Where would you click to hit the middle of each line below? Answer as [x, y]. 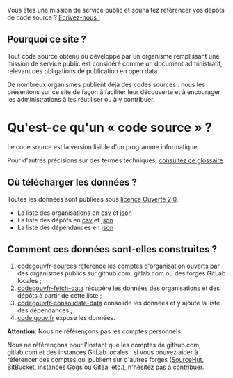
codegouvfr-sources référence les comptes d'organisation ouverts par [119, 266]
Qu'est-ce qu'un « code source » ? [110, 128]
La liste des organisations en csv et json [74, 213]
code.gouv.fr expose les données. [66, 318]
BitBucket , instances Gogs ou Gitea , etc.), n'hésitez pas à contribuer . [106, 367]
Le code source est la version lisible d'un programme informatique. [103, 146]
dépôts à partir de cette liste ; [59, 296]
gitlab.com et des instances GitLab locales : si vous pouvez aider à [103, 352]
